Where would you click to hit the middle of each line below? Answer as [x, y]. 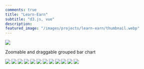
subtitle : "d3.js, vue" [30, 19]
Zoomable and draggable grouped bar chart [50, 52]
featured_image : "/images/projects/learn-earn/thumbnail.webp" [72, 28]
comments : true [21, 10]
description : [19, 24]
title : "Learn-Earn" [27, 14]
